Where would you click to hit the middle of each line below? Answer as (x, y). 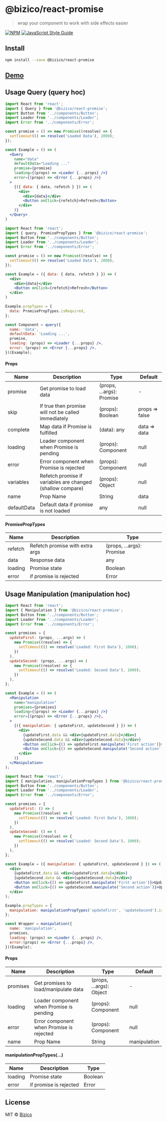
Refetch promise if (61, 476)
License (18, 1102)
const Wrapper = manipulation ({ (39, 924)
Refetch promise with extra (61, 546)
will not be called (59, 412)
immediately (54, 419)
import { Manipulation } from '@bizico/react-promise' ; (64, 610)
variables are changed (66, 482)
